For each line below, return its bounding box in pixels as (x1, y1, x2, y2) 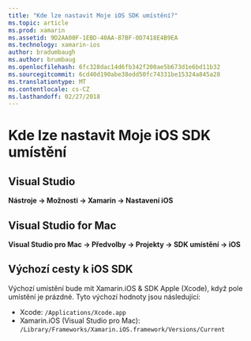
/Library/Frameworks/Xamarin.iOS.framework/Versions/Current (19, 325, 226, 333)
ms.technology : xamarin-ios (8, 41, 101, 49)
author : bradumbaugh (8, 48, 77, 56)
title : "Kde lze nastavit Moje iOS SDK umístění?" (8, 11, 178, 20)
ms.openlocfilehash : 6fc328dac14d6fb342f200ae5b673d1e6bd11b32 (8, 63, 221, 71)
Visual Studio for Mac (8, 218, 117, 232)
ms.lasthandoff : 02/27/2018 (8, 93, 101, 100)
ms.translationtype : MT (8, 78, 87, 85)
